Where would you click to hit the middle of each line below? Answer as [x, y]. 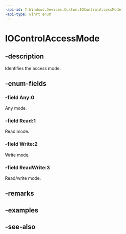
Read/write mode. [23, 178]
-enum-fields [26, 83]
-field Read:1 [20, 121]
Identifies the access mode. [33, 68]
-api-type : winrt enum [28, 14]
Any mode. [16, 108]
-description [24, 57]
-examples [22, 210]
